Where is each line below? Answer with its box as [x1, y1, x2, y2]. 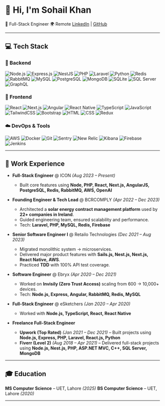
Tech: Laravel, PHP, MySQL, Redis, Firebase [19, 222, 110, 228]
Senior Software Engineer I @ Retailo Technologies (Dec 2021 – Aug [12, 232, 151, 237]
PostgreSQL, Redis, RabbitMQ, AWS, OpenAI [19, 187, 112, 193]
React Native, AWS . [19, 257, 60, 262]
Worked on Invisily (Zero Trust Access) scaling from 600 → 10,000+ [19, 281, 160, 287]
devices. [19, 286, 37, 292]
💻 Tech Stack [5, 42, 49, 51]
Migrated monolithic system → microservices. [19, 246, 112, 252]
